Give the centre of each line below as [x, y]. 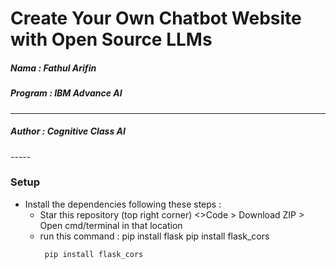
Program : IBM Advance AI [66, 93]
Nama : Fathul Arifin [53, 68]
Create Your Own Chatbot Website [156, 18]
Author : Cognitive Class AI [68, 131]
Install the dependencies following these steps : [123, 204]
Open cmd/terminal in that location [111, 225]
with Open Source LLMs [111, 39]
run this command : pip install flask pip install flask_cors [154, 236]
